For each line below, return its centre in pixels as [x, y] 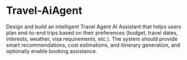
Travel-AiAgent [44, 11]
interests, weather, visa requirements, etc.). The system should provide [92, 39]
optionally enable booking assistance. [52, 51]
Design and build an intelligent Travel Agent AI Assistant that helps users [94, 27]
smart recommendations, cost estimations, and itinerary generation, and [93, 45]
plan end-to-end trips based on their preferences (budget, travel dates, [92, 32]
